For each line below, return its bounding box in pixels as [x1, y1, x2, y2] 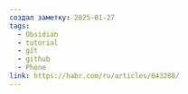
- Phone [17, 64, 47, 73]
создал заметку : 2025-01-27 [9, 13, 116, 22]
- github [17, 55, 51, 64]
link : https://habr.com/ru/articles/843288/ [9, 72, 180, 81]
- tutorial [17, 38, 59, 47]
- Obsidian [17, 30, 59, 38]
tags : [9, 21, 30, 30]
